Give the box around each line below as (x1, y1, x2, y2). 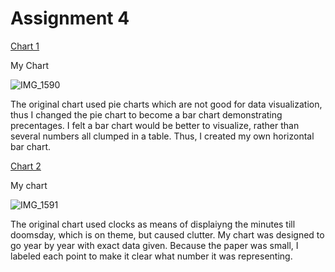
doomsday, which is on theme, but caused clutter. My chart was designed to (10, 228, 325, 241)
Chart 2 (10, 160, 42, 172)
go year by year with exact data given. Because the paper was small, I (10, 239, 299, 251)
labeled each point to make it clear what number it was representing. (10, 250, 293, 262)
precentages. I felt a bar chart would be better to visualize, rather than (10, 119, 300, 131)
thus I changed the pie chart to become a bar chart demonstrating (10, 108, 283, 121)
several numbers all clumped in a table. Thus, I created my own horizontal (10, 130, 315, 142)
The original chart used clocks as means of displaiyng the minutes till (10, 218, 296, 230)
